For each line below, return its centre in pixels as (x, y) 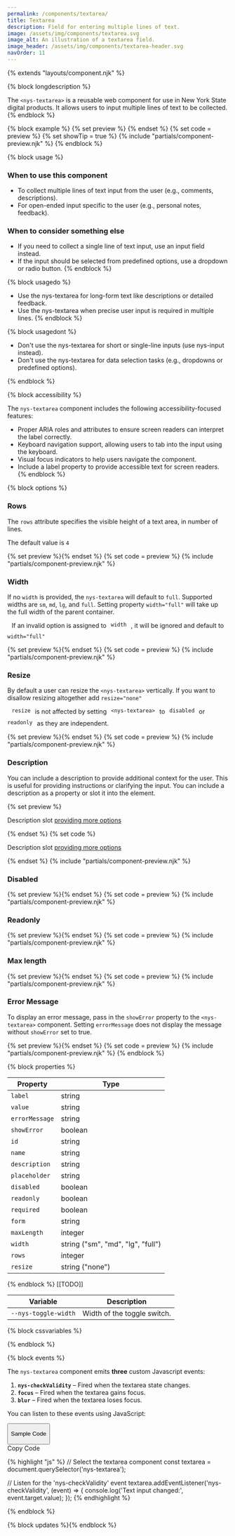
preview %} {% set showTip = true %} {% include (79, 136)
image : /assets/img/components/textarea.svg (73, 33)
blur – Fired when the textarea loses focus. (80, 1400)
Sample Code (29, 1434)
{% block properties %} (41, 1067)
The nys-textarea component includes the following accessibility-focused (114, 408)
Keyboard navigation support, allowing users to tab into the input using (120, 445)
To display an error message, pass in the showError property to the (103, 1017)
